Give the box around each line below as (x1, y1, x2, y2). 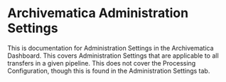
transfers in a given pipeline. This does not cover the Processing (7, 58, 196, 67)
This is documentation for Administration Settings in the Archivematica (7, 43, 215, 52)
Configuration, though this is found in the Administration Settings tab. (7, 66, 210, 75)
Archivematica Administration (7, 5, 189, 21)
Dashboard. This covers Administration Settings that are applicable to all (7, 51, 219, 60)
